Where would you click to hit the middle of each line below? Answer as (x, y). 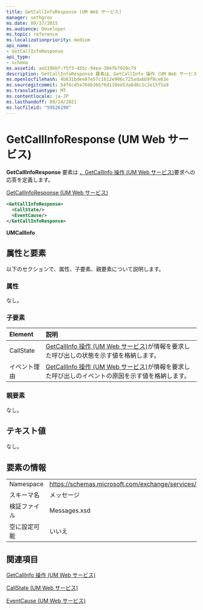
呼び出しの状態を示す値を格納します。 (106, 356)
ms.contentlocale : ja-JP (37, 96)
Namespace (27, 484)
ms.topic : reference (32, 34)
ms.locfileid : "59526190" (39, 107)
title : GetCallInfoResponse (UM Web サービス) (64, 12)
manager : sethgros (29, 18)
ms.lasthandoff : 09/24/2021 (42, 102)
